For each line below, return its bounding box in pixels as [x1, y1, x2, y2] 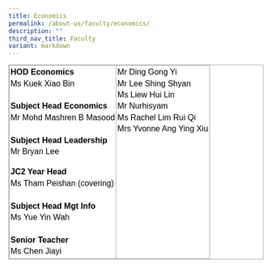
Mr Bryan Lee [11, 147, 60, 156]
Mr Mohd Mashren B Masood [11, 113, 116, 122]
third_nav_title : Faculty [8, 34, 96, 43]
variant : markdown [8, 42, 70, 50]
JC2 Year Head [11, 167, 67, 177]
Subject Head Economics [11, 101, 108, 111]
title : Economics [8, 11, 67, 20]
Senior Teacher [11, 235, 69, 245]
